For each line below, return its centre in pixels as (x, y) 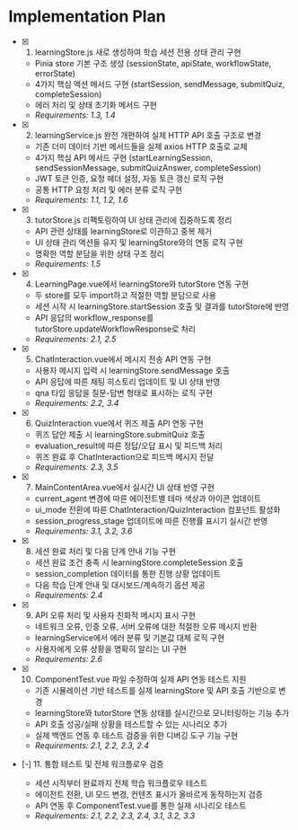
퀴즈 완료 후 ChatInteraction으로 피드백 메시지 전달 (124, 456)
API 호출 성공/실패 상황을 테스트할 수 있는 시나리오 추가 (131, 724)
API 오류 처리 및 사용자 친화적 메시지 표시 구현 (115, 615)
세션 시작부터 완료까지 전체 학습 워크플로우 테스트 (121, 782)
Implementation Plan (88, 17)
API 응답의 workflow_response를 (94, 317)
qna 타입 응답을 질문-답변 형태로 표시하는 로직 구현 (123, 393)
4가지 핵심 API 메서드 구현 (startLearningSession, (123, 157)
